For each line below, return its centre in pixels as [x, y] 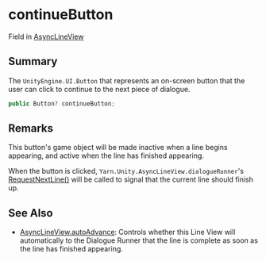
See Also [31, 213]
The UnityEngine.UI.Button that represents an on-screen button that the [127, 80]
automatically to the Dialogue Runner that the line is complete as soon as [139, 240]
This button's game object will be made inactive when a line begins [118, 148]
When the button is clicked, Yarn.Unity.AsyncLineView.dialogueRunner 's [126, 171]
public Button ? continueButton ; [62, 104]
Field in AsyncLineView [46, 36]
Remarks [31, 129]
